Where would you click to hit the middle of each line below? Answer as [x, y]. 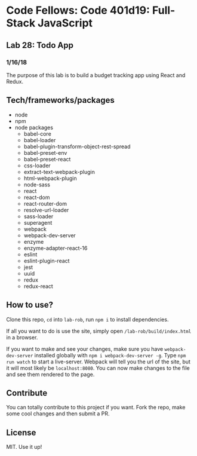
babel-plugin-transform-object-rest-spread [77, 146]
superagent [38, 222]
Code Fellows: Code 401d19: [78, 10]
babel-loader [40, 140]
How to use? [30, 305]
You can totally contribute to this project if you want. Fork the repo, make [96, 408]
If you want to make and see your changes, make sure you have [85, 349]
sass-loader [39, 216]
